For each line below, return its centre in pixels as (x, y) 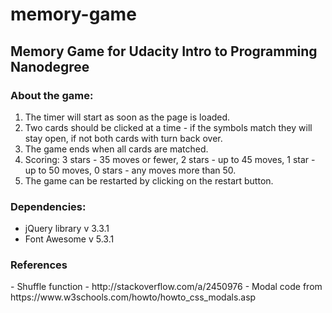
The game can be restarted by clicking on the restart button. (149, 180)
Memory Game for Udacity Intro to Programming (164, 51)
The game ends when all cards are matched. (116, 149)
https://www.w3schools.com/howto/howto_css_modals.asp (133, 297)
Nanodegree (50, 66)
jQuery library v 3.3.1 (67, 229)
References (39, 265)
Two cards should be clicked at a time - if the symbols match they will (168, 127)
